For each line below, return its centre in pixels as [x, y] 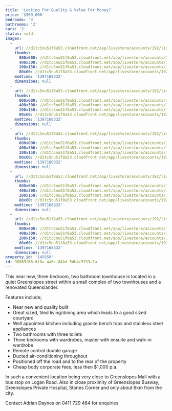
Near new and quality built [40, 307]
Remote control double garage [45, 350]
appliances [24, 329]
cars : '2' [16, 29]
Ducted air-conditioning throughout [50, 356]
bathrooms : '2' [21, 24]
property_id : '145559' [29, 257]
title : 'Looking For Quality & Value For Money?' [59, 10]
